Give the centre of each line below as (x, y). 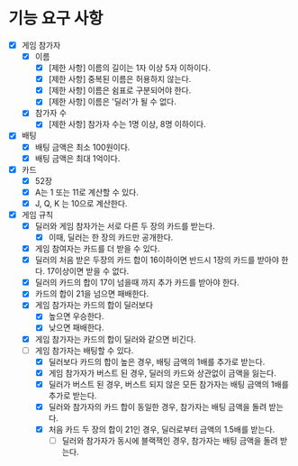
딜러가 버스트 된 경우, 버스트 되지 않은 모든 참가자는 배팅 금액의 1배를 (168, 384)
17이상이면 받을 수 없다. (88, 271)
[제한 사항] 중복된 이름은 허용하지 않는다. (120, 79)
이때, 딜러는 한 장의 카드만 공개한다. (111, 237)
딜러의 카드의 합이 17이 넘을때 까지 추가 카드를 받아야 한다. (137, 283)
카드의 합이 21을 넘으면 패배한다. (92, 294)
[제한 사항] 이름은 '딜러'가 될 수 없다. (112, 102)
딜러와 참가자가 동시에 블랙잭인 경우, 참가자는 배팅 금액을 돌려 (170, 440)
